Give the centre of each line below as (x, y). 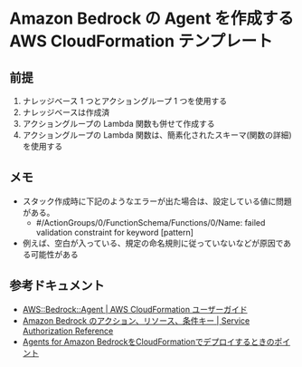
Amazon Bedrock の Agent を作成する (152, 19)
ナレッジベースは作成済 (66, 112)
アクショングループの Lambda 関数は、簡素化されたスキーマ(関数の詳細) (157, 135)
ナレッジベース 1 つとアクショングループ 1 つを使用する (125, 101)
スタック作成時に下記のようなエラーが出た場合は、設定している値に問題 (157, 201)
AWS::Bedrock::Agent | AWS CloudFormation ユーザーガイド (135, 309)
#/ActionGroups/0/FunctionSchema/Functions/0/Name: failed (151, 222)
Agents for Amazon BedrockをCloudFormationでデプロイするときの (148, 342)
